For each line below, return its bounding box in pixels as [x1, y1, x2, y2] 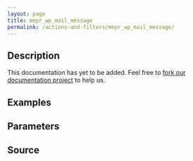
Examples [7, 96, 51, 108]
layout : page [7, 10, 46, 18]
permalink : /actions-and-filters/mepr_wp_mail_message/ [7, 23, 175, 30]
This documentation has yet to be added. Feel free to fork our [7, 68, 186, 77]
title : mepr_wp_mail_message [7, 17, 93, 24]
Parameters [7, 120, 60, 132]
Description [7, 49, 60, 61]
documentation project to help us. [7, 76, 106, 85]
